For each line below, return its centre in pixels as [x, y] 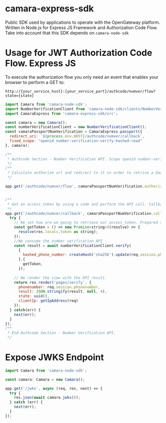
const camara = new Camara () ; [36, 122]
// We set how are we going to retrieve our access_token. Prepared [86, 223]
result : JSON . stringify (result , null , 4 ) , [62, 292]
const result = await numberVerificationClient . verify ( [73, 245]
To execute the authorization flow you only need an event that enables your [82, 77]
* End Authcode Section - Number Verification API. [62, 333]
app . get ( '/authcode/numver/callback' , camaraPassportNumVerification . [79, 213]
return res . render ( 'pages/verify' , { [53, 282]
